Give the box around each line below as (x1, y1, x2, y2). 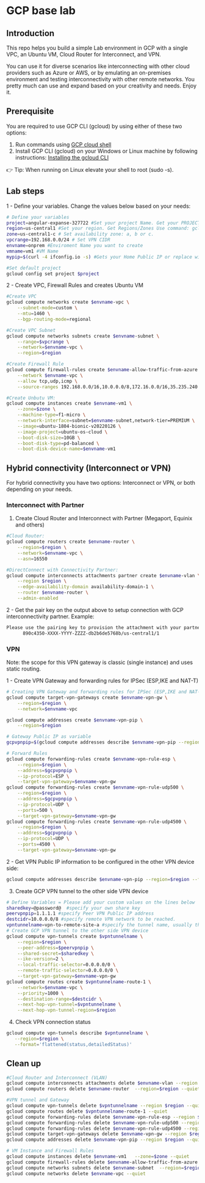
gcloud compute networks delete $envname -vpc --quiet (6, 1170, 146, 1177)
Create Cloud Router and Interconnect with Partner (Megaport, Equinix (15, 515, 193, 522)
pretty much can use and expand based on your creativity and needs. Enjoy (6, 82, 197, 89)
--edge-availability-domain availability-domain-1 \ (17, 584, 154, 590)
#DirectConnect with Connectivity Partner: (6, 567, 119, 573)
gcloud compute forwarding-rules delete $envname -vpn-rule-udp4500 (6, 1126, 182, 1132)
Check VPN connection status (15, 1019, 91, 1026)
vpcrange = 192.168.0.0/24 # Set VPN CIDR (6, 237, 111, 243)
